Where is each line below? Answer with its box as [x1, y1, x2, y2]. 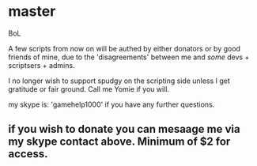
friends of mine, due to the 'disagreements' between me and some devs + [8, 52, 250, 62]
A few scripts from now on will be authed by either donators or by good [8, 43, 241, 53]
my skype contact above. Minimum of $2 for [8, 135, 231, 149]
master [8, 2, 56, 21]
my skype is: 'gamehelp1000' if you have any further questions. [8, 100, 215, 109]
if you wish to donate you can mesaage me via [8, 123, 240, 136]
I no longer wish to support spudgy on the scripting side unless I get [8, 76, 231, 85]
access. [8, 147, 48, 160]
